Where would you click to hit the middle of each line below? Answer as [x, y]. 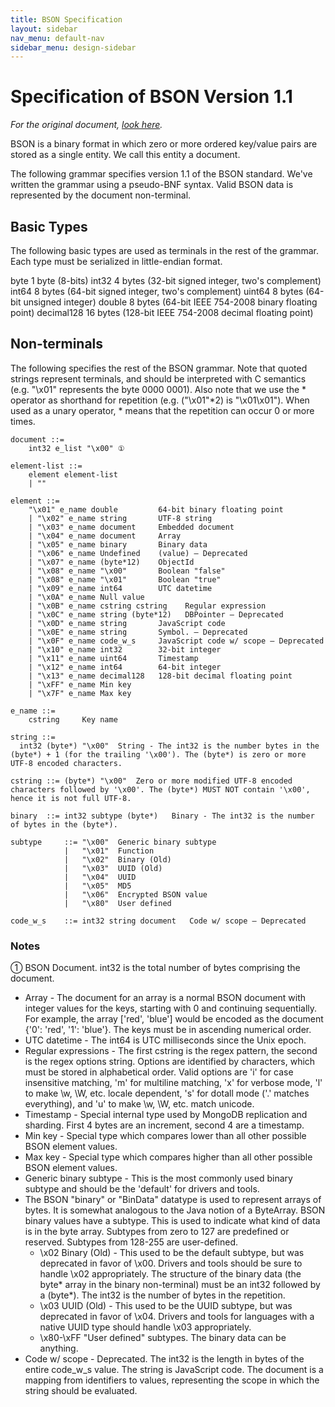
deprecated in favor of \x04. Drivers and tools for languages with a [177, 1317]
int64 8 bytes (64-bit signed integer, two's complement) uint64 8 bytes [157, 291]
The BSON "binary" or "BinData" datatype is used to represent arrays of [173, 1200]
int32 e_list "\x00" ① [76, 448]
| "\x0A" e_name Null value [86, 597]
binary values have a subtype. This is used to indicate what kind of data [172, 1221]
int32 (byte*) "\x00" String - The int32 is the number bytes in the [169, 746]
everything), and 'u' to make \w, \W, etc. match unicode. [139, 1104]
